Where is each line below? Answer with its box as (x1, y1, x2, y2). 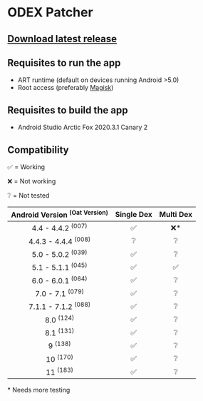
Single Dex (115, 209, 153, 219)
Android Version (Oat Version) (11, 208, 108, 220)
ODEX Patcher (7, 4, 94, 21)
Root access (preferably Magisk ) (17, 83, 114, 92)
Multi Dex (159, 209, 193, 219)
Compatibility (7, 143, 69, 156)
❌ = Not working (7, 177, 56, 186)
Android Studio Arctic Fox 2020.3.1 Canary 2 (17, 123, 148, 132)
